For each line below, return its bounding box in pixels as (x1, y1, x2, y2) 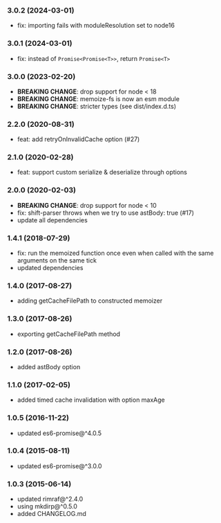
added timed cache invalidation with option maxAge (17, 396, 166, 404)
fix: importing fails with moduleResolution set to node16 (17, 21, 175, 30)
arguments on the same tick (17, 256, 97, 265)
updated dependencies (17, 264, 84, 272)
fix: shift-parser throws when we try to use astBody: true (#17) (17, 209, 195, 217)
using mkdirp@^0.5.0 (17, 502, 78, 511)
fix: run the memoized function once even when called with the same (17, 249, 214, 258)
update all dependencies (17, 215, 88, 224)
